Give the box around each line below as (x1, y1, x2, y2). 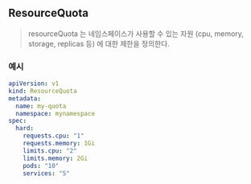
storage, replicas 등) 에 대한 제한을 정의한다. (27, 39, 171, 48)
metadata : (8, 94, 42, 103)
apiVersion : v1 (8, 80, 60, 88)
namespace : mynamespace (15, 109, 95, 117)
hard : (15, 125, 35, 133)
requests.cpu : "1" (23, 132, 84, 140)
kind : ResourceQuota (8, 87, 78, 95)
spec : (8, 117, 27, 125)
